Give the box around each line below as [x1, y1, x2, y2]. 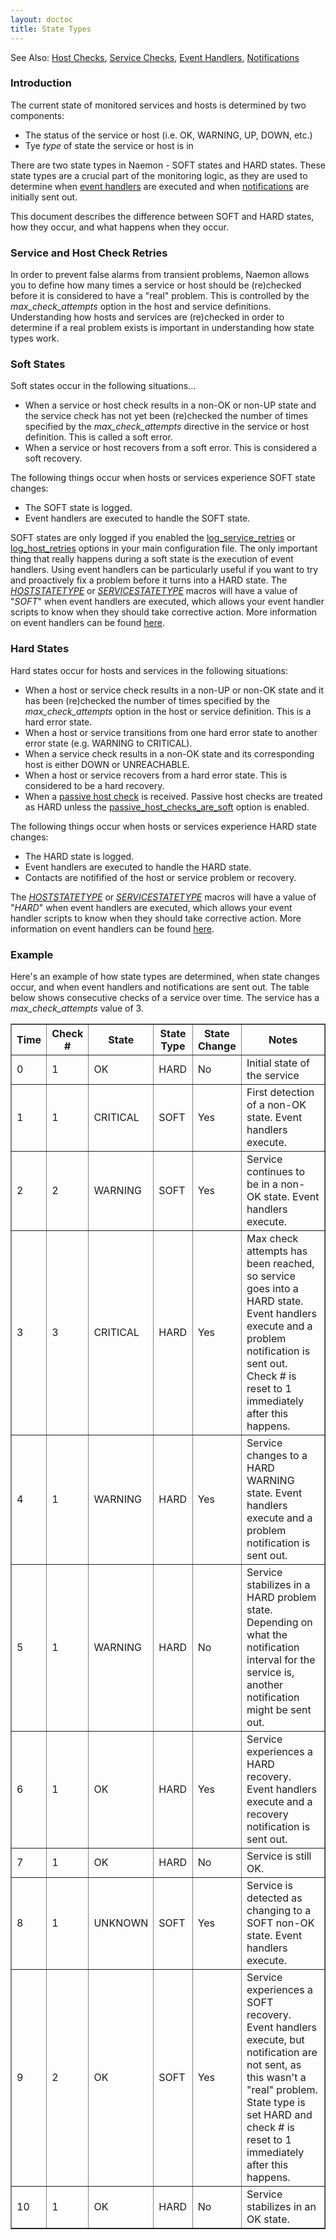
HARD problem [246, 1590, 317, 1604]
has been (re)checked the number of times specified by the [24, 694, 270, 706]
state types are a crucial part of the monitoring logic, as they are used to [10, 169, 308, 181]
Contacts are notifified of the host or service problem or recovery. [24, 871, 297, 883]
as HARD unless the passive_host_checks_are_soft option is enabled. [24, 801, 310, 813]
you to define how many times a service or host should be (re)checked [10, 279, 302, 291]
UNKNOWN [93, 1916, 149, 1930]
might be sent [246, 1702, 312, 1716]
